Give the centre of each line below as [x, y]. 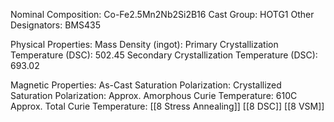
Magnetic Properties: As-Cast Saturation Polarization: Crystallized [146, 85]
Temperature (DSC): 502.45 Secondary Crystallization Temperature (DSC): [164, 55]
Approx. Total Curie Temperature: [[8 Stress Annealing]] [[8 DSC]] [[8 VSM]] [167, 106]
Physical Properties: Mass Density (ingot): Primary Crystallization [144, 44]
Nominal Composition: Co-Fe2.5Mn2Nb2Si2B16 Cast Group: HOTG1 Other [162, 14]
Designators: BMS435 [56, 25]
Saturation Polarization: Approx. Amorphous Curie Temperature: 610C [154, 95]
